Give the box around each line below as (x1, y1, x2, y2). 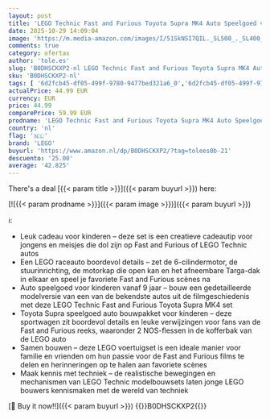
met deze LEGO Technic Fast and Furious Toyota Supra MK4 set (19, 300, 233, 310)
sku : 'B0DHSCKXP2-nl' (8, 72, 81, 80)
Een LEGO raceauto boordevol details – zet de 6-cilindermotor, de (19, 257, 239, 267)
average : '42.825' (8, 162, 70, 170)
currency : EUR (8, 94, 56, 102)
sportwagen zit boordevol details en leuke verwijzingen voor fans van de (19, 317, 261, 327)
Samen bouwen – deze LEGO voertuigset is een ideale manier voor (19, 343, 241, 353)
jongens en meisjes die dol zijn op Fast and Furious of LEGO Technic (19, 240, 247, 250)
